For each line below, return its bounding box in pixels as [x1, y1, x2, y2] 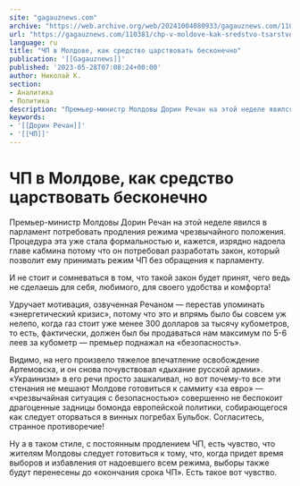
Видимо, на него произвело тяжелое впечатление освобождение [9, 354, 260, 365]
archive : [9, 21, 42, 30]
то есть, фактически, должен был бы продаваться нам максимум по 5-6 [9, 328, 287, 338]
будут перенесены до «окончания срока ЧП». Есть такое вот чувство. [9, 466, 278, 477]
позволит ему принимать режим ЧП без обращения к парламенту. [9, 254, 265, 265]
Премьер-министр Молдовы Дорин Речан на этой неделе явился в [9, 217, 268, 227]
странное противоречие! [9, 421, 104, 431]
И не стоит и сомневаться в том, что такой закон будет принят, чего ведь [9, 272, 291, 283]
